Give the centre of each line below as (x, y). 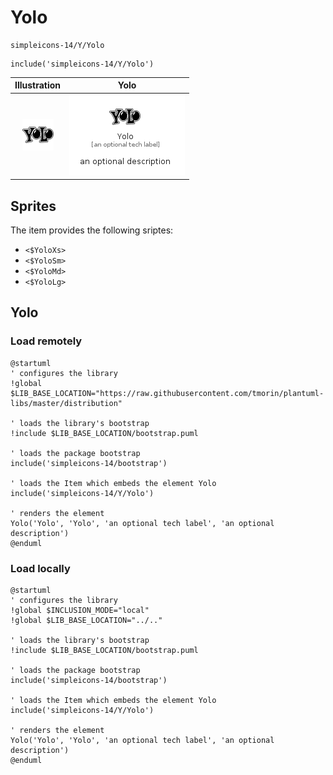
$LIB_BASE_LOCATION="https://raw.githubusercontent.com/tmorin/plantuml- (167, 393)
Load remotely (46, 341)
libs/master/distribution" (66, 403)
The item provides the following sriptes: (92, 230)
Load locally (40, 568)
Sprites (33, 206)
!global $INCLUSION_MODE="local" (80, 610)
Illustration (38, 85)
